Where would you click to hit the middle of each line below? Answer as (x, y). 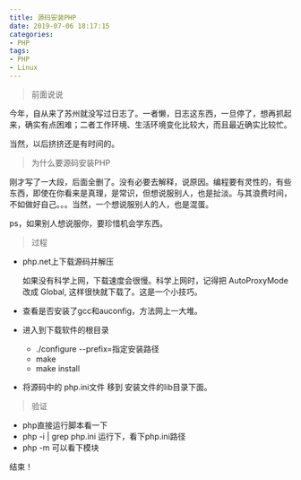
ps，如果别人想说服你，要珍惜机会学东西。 (88, 223)
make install (58, 368)
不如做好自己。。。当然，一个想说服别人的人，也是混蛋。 (111, 204)
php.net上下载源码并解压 (68, 261)
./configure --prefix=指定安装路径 (97, 349)
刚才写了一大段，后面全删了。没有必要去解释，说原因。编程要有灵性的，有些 (150, 181)
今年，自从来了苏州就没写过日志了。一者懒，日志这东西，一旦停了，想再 (142, 113)
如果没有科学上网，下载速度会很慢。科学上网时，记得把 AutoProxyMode (155, 280)
